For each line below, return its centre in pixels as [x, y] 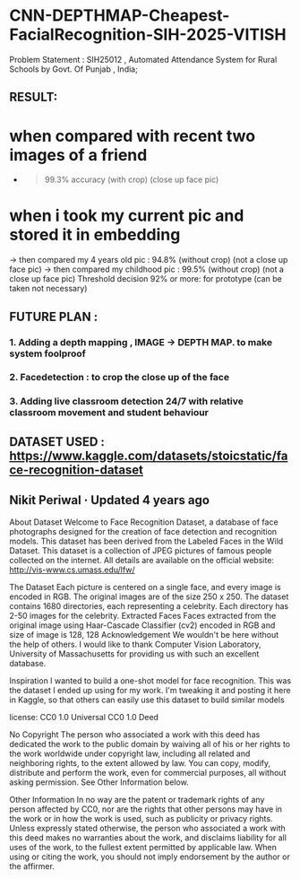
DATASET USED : [57, 442]
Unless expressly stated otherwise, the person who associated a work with [148, 828]
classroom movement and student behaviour [109, 413]
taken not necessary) [48, 289]
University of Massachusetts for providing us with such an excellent [134, 653]
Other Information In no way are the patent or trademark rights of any [137, 799]
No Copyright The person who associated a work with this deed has [135, 734]
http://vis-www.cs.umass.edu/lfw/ [73, 570]
